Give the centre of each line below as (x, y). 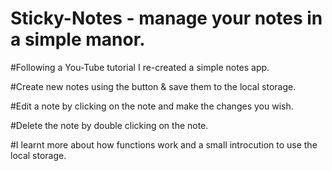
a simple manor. (78, 39)
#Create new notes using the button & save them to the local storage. (153, 86)
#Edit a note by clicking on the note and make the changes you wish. (152, 106)
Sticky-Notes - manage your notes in (166, 18)
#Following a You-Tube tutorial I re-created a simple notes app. (140, 67)
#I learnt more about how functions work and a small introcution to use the (164, 144)
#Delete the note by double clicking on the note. (109, 125)
